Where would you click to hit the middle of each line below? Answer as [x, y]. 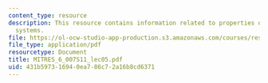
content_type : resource [48, 15]
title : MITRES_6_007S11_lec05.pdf [66, 60]
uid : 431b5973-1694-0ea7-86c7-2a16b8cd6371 [82, 67]
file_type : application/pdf [55, 45]
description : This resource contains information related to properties [132, 23]
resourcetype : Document [48, 52]
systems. [30, 30]
